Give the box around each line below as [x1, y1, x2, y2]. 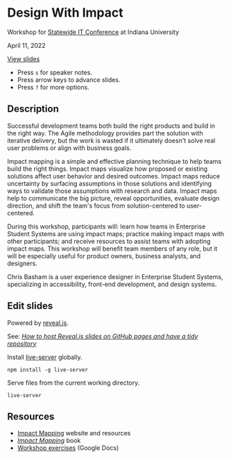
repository [7, 339, 37, 348]
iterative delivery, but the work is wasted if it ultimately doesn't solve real [7, 136, 216, 144]
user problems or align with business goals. [7, 144, 132, 152]
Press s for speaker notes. [17, 68, 92, 76]
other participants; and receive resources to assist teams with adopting [7, 237, 211, 245]
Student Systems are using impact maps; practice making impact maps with [7, 229, 224, 237]
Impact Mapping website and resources [17, 429, 131, 437]
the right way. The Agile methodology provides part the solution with [7, 128, 203, 137]
